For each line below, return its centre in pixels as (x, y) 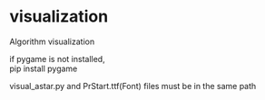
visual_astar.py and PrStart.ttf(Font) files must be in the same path (133, 86)
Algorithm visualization (52, 41)
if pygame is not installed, (58, 59)
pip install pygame (44, 68)
